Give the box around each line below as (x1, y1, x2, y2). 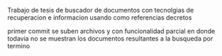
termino (7, 42, 30, 50)
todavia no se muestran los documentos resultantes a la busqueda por (7, 34, 213, 43)
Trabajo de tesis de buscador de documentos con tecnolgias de (7, 6, 194, 14)
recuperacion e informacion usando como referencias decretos (7, 13, 192, 22)
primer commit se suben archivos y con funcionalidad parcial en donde (7, 27, 216, 35)
